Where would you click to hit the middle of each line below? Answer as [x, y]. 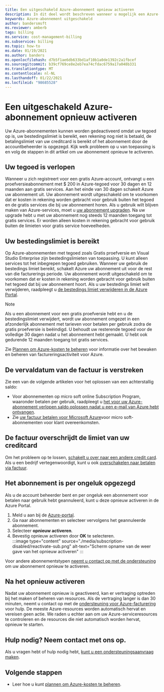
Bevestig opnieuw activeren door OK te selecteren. [63, 536]
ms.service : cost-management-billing [43, 37]
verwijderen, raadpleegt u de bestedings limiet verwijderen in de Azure [76, 289]
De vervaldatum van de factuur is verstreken [74, 370]
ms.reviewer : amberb [26, 28]
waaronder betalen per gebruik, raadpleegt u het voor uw [70, 402]
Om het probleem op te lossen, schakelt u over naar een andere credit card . [81, 457]
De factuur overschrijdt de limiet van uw [67, 438]
